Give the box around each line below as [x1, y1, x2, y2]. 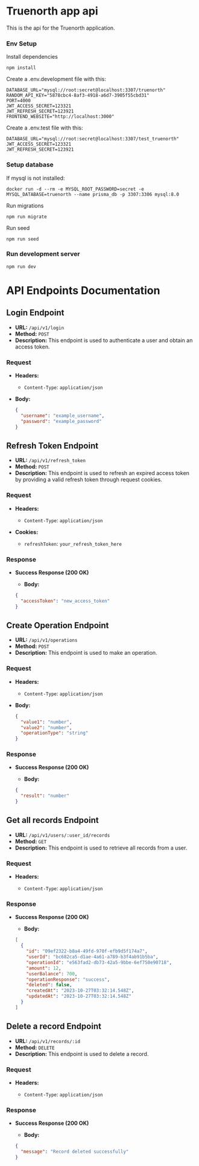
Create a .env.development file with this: [6, 76, 107, 83]
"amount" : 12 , [26, 965, 62, 971]
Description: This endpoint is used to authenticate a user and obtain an [14, 336, 193, 344]
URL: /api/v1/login [14, 324, 65, 331]
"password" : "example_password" [21, 418, 102, 424]
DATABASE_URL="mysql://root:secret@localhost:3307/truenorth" [6, 87, 166, 93]
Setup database [6, 160, 54, 169]
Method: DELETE [14, 1044, 55, 1051]
